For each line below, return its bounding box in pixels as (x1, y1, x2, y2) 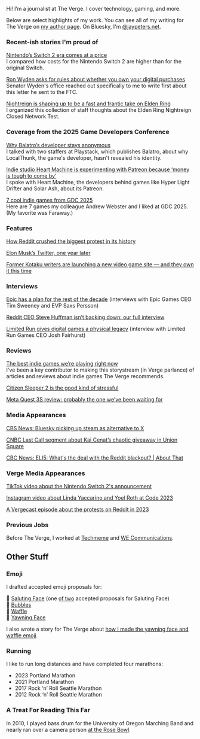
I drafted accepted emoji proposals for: (6, 583, 102, 591)
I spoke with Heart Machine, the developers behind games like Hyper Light (6, 178, 190, 185)
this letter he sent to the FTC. (6, 89, 78, 96)
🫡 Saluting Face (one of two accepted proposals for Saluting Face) (6, 595, 170, 602)
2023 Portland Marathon (14, 672, 76, 679)
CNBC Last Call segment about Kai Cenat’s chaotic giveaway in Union (6, 436, 178, 443)
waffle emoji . (6, 632, 38, 639)
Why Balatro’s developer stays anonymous (6, 141, 111, 148)
